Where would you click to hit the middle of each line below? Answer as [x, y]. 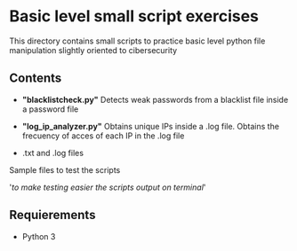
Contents [36, 78]
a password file [50, 109]
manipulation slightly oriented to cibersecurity [93, 50]
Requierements [52, 215]
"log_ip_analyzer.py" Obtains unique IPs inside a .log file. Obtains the [151, 126]
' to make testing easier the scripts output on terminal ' [108, 187]
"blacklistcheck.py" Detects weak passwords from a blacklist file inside [155, 99]
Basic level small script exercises [134, 16]
